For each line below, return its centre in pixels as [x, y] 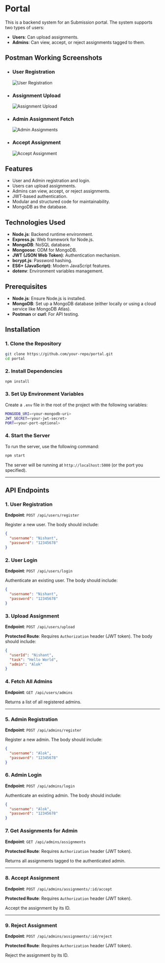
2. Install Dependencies [34, 371]
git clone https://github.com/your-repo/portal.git [59, 354]
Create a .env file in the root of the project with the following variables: [77, 405]
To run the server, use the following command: [52, 446]
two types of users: [25, 27]
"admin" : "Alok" [26, 664]
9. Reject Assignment [31, 925]
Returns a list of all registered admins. [43, 702]
